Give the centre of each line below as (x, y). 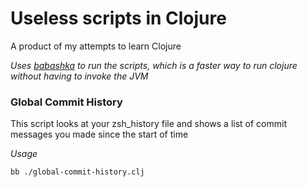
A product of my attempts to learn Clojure (96, 46)
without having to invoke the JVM (79, 76)
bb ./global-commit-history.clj (77, 172)
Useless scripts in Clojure (118, 18)
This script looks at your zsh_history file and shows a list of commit (148, 124)
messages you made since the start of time (99, 134)
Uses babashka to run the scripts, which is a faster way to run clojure (154, 65)
